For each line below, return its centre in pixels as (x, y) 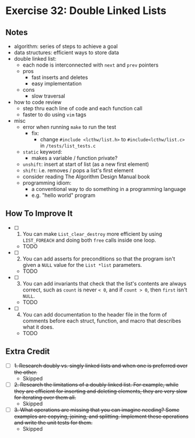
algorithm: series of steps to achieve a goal (66, 46)
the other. (25, 372)
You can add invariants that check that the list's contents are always (105, 283)
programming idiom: (47, 183)
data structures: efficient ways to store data (66, 53)
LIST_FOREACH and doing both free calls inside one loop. (89, 240)
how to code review (38, 102)
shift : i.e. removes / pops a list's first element (78, 170)
